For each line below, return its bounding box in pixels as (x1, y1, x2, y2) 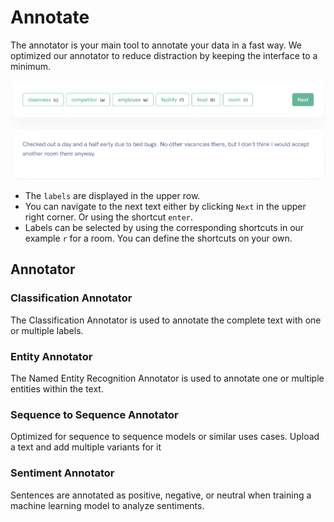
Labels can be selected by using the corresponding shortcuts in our (24, 222, 305, 234)
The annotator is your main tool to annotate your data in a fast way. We (10, 39, 302, 51)
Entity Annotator (10, 349, 93, 363)
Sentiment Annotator (10, 466, 115, 480)
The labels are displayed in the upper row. (24, 190, 201, 202)
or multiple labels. (10, 324, 84, 336)
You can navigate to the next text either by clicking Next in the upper (24, 201, 307, 213)
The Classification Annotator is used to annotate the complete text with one (10, 314, 322, 326)
